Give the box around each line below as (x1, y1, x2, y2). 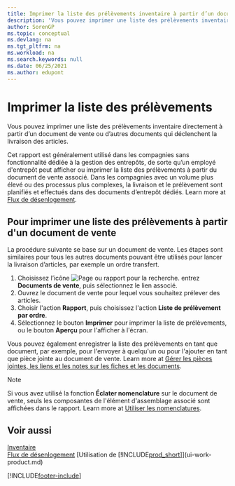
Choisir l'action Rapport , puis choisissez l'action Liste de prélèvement (17, 304, 222, 312)
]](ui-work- (179, 450, 212, 459)
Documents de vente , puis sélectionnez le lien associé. (17, 281, 178, 290)
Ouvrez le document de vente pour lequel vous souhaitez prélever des (17, 289, 220, 297)
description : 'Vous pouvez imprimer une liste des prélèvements (7, 17, 199, 24)
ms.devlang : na (7, 36, 52, 43)
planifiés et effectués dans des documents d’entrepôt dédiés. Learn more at (7, 188, 226, 196)
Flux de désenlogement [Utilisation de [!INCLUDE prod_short (7, 450, 180, 459)
